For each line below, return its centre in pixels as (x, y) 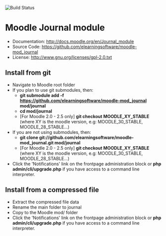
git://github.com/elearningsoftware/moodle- (86, 137)
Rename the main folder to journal (47, 207)
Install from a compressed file (52, 190)
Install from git (28, 73)
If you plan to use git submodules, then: (53, 90)
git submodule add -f (42, 95)
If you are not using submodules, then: (52, 132)
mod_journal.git (37, 143)
